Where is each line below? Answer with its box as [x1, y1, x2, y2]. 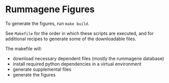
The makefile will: [5, 45, 42, 51]
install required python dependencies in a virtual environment [12, 61, 142, 67]
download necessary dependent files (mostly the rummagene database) [12, 55, 164, 62]
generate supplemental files [12, 66, 72, 72]
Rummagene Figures [5, 4, 95, 15]
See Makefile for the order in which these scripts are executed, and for [5, 30, 154, 36]
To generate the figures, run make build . [5, 20, 90, 26]
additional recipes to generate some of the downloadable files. [5, 36, 136, 42]
